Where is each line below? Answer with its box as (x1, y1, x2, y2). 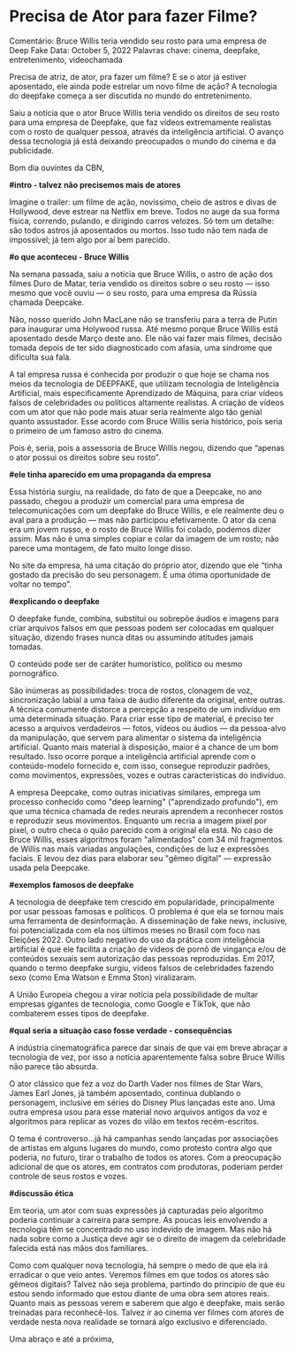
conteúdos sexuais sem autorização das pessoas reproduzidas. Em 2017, (9, 953, 276, 963)
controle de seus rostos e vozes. (9, 1170, 128, 1181)
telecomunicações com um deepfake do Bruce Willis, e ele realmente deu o (9, 505, 285, 516)
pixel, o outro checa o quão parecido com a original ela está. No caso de (9, 824, 274, 835)
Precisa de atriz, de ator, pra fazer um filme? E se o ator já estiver (9, 71, 247, 82)
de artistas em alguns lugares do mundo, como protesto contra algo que (9, 1142, 272, 1153)
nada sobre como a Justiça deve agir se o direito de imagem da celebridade (9, 1233, 286, 1244)
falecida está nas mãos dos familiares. (9, 1242, 148, 1253)
